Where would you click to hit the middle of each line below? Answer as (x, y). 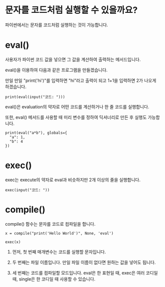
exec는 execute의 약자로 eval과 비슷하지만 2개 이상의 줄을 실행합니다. (73, 180)
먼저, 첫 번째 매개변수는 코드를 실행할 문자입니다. (59, 252)
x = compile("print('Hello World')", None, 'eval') (59, 233)
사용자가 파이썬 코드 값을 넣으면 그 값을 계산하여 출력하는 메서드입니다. (73, 59)
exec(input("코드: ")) (27, 190)
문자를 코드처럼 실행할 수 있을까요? (71, 10)
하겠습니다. (16, 87)
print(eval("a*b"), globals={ (36, 133)
